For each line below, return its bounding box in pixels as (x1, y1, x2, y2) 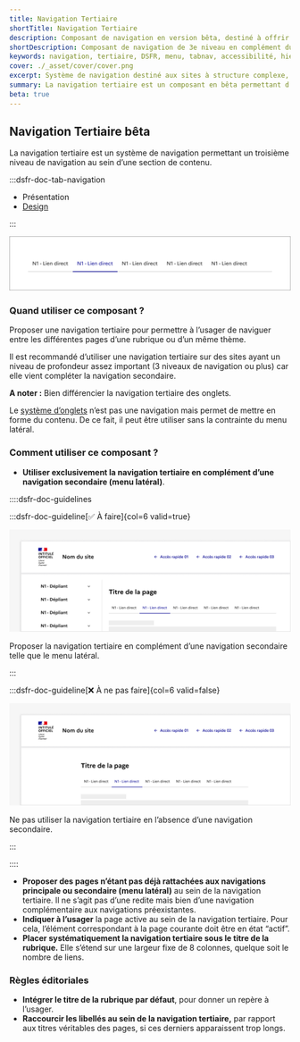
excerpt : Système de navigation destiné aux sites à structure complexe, (9, 71, 290, 80)
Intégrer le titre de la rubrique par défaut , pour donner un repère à (21, 994, 270, 1004)
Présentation (21, 192, 70, 203)
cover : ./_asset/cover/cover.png (9, 62, 134, 71)
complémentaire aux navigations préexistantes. (21, 903, 196, 915)
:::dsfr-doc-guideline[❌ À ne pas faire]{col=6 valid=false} (9, 685, 221, 695)
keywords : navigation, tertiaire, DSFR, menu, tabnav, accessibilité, (9, 52, 278, 62)
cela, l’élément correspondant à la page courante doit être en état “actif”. (21, 923, 290, 934)
